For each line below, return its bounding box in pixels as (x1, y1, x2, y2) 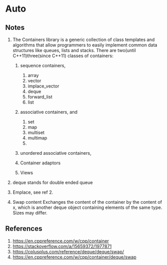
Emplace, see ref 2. (12, 189, 53, 195)
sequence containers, (20, 63, 66, 68)
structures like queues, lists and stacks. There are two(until (12, 48, 136, 53)
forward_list (27, 94, 53, 100)
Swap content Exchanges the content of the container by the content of (12, 199, 162, 205)
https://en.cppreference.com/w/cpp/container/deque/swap (12, 254, 137, 260)
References (5, 225, 43, 233)
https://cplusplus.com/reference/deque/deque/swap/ (12, 248, 124, 254)
